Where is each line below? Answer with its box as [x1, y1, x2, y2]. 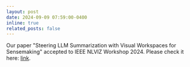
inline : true [6, 20, 39, 26]
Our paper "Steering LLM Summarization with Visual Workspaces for [6, 42, 176, 49]
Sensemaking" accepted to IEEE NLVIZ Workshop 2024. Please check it [6, 48, 185, 56]
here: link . [6, 54, 31, 62]
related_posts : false [6, 25, 61, 32]
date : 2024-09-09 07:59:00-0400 [6, 14, 87, 20]
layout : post [6, 8, 39, 15]
